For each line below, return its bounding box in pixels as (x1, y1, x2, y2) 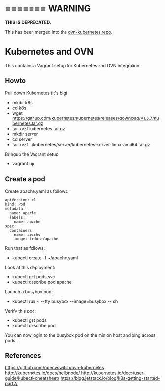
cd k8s (12, 105, 27, 111)
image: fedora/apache (14, 236, 58, 241)
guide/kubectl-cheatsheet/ (5, 375, 60, 381)
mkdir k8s (12, 99, 33, 105)
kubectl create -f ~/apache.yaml (12, 255, 78, 261)
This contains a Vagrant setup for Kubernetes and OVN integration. (5, 62, 141, 68)
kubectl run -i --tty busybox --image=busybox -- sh (12, 298, 118, 304)
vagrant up (12, 160, 34, 166)
